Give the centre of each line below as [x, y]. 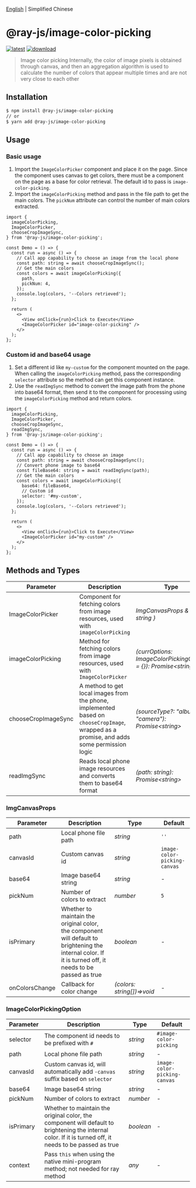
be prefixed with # [69, 1043]
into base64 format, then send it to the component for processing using [100, 392]
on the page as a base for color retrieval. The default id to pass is [93, 182]
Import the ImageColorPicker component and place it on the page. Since [101, 169]
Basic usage [24, 156]
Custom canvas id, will [75, 1064]
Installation [27, 97]
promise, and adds [104, 737]
